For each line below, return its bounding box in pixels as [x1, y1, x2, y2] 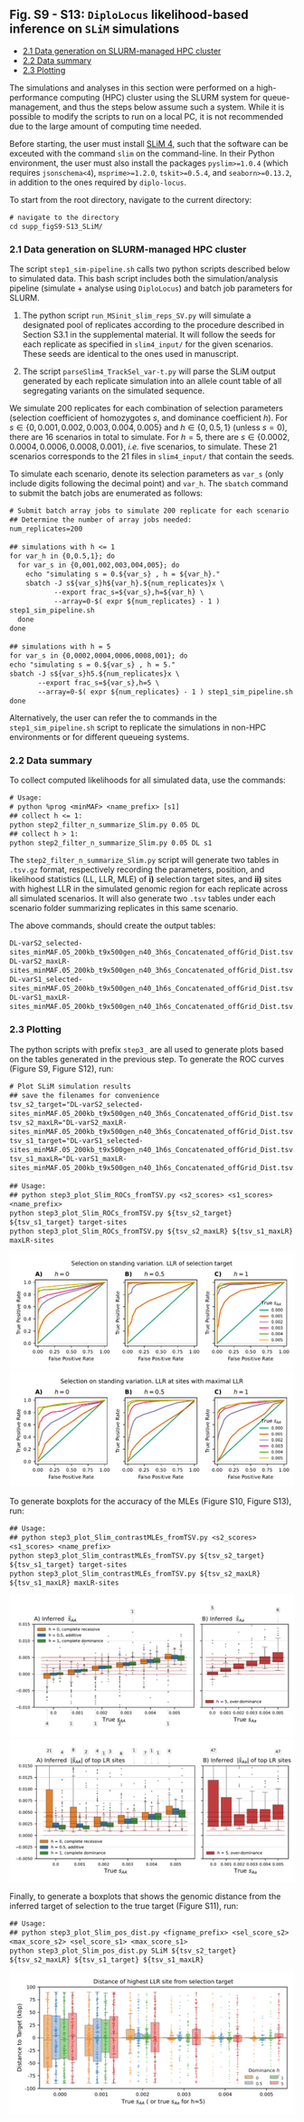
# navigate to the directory [9, 213, 119, 222]
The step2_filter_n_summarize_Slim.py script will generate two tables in [9, 855, 280, 866]
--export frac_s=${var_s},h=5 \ [37, 678, 160, 687]
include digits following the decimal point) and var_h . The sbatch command [9, 478, 289, 489]
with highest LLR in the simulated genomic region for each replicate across [9, 883, 288, 895]
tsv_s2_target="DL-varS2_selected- [9, 1099, 144, 1109]
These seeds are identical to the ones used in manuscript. [22, 349, 239, 360]
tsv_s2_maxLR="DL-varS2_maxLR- [9, 1118, 128, 1127]
